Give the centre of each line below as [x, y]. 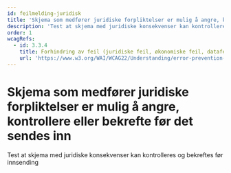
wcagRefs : [21, 39]
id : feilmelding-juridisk [44, 13]
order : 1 [20, 33]
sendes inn [39, 136]
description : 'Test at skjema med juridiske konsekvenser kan [98, 26]
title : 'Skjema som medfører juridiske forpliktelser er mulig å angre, [113, 20]
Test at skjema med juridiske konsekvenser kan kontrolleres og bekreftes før [115, 154]
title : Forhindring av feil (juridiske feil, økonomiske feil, [112, 52]
